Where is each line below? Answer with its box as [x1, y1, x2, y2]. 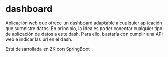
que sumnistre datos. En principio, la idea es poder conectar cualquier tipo [5, 25, 163, 31]
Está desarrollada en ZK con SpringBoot [5, 46, 90, 52]
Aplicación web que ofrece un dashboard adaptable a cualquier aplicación [5, 20, 162, 26]
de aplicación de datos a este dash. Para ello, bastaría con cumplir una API [5, 31, 163, 37]
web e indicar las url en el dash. [5, 36, 73, 42]
